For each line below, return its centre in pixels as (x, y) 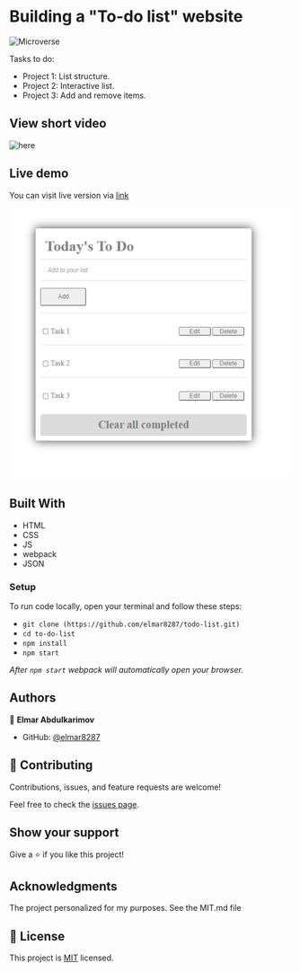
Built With (37, 504)
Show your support (64, 832)
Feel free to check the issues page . (74, 804)
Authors (33, 698)
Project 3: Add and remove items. (84, 95)
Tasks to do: (32, 58)
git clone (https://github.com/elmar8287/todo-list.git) (131, 624)
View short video (58, 124)
